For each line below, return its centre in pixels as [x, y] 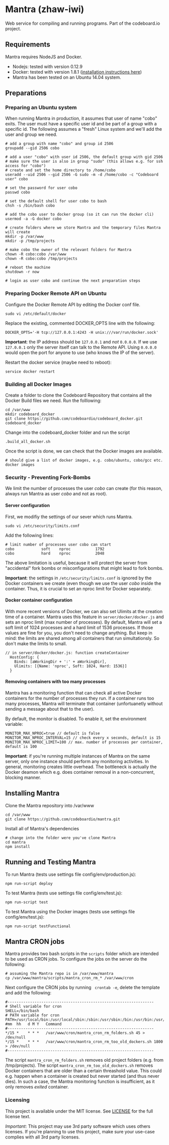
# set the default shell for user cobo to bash [56, 201]
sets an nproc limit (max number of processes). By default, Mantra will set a [84, 622]
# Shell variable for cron [33, 1007]
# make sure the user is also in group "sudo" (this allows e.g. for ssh [84, 162]
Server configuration [28, 505]
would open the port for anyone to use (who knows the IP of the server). [80, 353]
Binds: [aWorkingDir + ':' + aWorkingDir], [61, 662]
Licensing [18, 1100]
